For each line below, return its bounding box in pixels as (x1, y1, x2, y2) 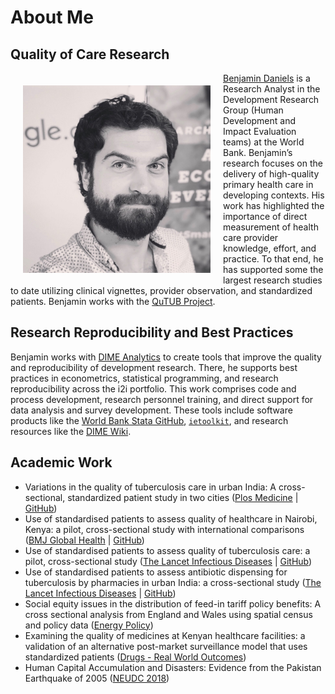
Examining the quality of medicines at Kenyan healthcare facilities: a (24, 629, 306, 641)
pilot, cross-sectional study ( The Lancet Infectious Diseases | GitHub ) (24, 555, 313, 567)
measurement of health (223, 221, 319, 233)
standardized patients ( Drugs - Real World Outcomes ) (24, 651, 247, 663)
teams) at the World (223, 136, 305, 148)
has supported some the (223, 264, 324, 275)
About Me (10, 6, 94, 29)
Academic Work (10, 454, 113, 471)
